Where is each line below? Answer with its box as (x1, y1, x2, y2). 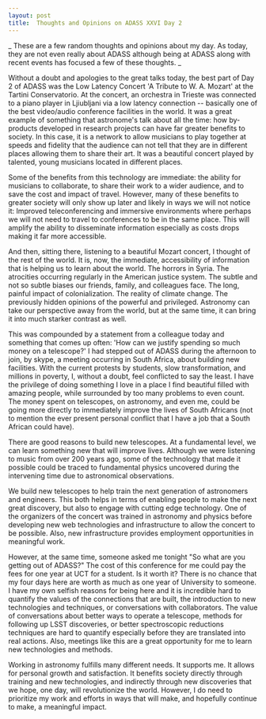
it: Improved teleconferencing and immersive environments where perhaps (8, 206, 252, 215)
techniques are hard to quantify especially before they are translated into (8, 627, 246, 637)
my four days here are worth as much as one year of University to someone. (8, 577, 257, 587)
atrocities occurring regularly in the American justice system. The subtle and (8, 272, 258, 281)
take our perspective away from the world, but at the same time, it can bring (8, 306, 256, 315)
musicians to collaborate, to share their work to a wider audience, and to (8, 181, 244, 190)
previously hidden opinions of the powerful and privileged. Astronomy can (8, 297, 251, 306)
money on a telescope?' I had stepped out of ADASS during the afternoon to (8, 346, 256, 356)
